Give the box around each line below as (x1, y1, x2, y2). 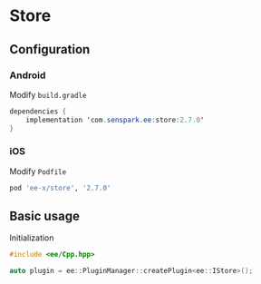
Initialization (9, 232, 54, 243)
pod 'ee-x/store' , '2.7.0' (9, 183, 111, 192)
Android (9, 69, 46, 82)
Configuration (9, 42, 91, 57)
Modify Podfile (9, 165, 67, 177)
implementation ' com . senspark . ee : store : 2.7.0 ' (25, 115, 205, 124)
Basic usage (9, 209, 80, 224)
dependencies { (9, 106, 67, 116)
